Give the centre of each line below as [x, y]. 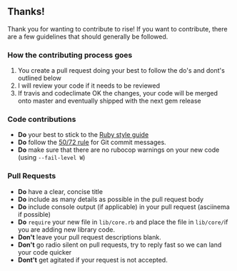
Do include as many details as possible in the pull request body [111, 199]
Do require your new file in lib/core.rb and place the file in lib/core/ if [123, 222]
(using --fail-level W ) [51, 158]
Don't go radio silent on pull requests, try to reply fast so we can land [120, 245]
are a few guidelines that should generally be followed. [88, 36]
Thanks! [26, 12]
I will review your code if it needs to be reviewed [89, 86]
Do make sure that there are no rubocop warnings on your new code [118, 150]
